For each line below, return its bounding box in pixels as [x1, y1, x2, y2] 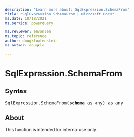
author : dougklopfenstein [5, 38, 57, 44]
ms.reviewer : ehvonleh [5, 30, 51, 34]
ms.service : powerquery [5, 20, 54, 26]
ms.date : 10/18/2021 [5, 16, 47, 21]
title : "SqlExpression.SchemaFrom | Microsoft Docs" [5, 12, 115, 16]
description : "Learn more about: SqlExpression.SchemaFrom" [5, 7, 130, 12]
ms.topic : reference [5, 34, 47, 39]
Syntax [5, 87, 27, 95]
